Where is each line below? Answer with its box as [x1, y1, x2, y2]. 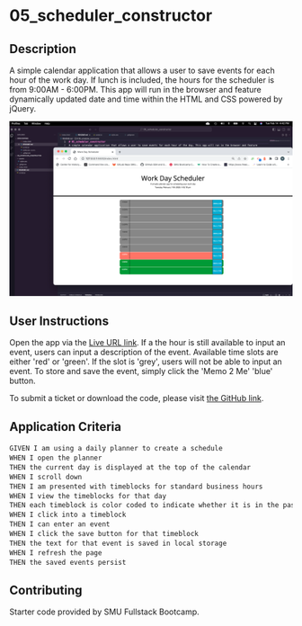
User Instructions [9, 313, 110, 328]
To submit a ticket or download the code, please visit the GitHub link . [9, 393, 264, 404]
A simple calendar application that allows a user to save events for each [9, 65, 276, 76]
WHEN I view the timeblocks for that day [9, 491, 167, 500]
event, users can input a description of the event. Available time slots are [9, 347, 279, 358]
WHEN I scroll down [9, 472, 83, 481]
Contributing [9, 582, 83, 598]
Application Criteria [9, 419, 121, 434]
